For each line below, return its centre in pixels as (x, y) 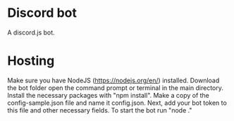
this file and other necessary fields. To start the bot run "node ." (100, 110)
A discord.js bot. (31, 32)
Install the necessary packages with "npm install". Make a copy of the (109, 95)
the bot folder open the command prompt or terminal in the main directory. (116, 88)
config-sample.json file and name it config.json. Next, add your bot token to (117, 103)
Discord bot (42, 13)
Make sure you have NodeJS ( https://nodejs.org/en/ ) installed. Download (113, 80)
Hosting (31, 61)
